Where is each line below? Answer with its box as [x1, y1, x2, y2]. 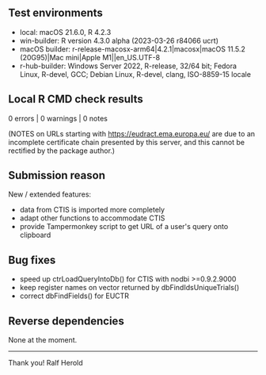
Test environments [8, 6, 103, 20]
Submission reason [8, 169, 105, 182]
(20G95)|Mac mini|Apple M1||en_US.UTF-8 [19, 52, 161, 62]
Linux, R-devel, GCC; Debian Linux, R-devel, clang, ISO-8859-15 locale [19, 69, 252, 78]
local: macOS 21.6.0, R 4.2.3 [19, 27, 112, 36]
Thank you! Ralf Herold [8, 358, 83, 368]
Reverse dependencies [8, 314, 124, 327]
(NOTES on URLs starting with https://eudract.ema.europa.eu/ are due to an [8, 128, 256, 138]
